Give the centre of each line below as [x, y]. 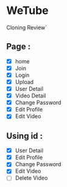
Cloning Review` [27, 27]
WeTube [27, 11]
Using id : [25, 136]
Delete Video [31, 178]
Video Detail [30, 96]
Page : [19, 47]
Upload [24, 82]
